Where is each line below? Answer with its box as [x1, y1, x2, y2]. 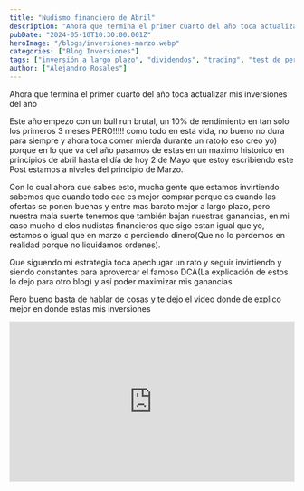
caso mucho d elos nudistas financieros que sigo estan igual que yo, [9, 219, 265, 231]
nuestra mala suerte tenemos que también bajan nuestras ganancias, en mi [9, 210, 290, 221]
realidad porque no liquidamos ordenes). [9, 239, 161, 250]
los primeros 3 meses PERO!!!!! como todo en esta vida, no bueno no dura [9, 125, 285, 136]
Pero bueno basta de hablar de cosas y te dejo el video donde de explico [9, 294, 282, 304]
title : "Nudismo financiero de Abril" [9, 13, 156, 23]
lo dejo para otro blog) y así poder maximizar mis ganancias [9, 275, 233, 286]
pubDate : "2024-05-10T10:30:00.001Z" [9, 30, 152, 39]
